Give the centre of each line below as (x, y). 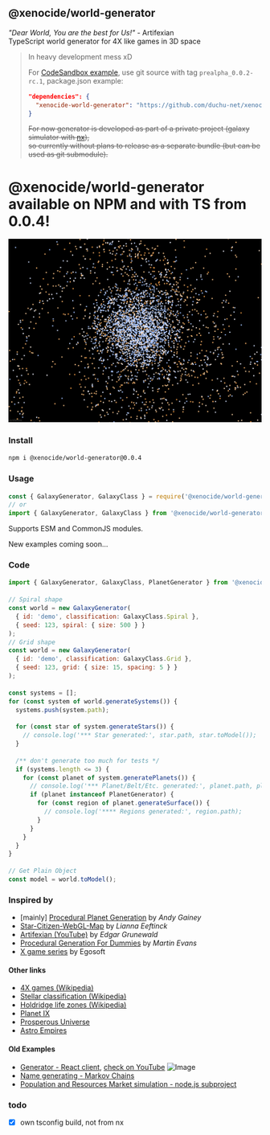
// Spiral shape (35, 600)
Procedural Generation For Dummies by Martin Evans (108, 943)
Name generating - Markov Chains (77, 1076)
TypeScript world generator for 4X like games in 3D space (104, 41)
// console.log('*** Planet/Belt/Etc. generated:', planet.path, (141, 786)
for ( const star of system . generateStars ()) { (95, 727)
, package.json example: (83, 80)
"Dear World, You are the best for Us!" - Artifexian (91, 32)
